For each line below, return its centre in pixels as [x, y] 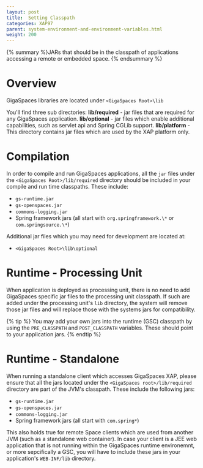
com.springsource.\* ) [42, 225]
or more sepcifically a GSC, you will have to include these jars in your [94, 451]
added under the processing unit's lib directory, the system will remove [97, 303]
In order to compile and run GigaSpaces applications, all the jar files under [101, 173]
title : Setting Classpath [41, 18]
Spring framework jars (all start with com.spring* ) [77, 420]
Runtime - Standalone [63, 359]
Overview [31, 84]
